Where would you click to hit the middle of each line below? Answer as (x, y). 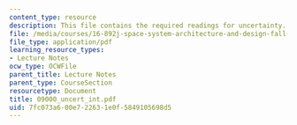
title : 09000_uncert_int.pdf (63, 99)
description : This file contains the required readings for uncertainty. (148, 26)
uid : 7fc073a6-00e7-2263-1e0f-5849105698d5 (91, 107)
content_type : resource (53, 17)
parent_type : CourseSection (61, 83)
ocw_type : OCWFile (43, 67)
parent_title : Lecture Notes (63, 75)
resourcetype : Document (53, 91)
